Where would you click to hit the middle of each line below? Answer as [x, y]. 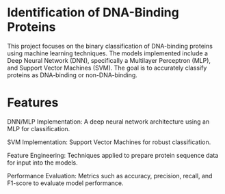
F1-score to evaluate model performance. [65, 183]
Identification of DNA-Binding [93, 13]
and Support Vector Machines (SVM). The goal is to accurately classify [107, 68]
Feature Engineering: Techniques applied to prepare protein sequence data [113, 155]
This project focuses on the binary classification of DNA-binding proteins [110, 46]
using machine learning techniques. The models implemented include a [108, 53]
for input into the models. [43, 163]
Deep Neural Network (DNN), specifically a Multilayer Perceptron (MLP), [109, 60]
